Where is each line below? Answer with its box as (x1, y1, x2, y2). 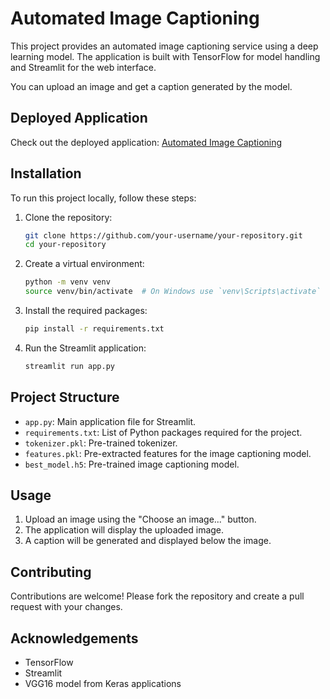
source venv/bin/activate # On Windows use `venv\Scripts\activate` (24, 287, 322, 297)
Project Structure (10, 389, 120, 406)
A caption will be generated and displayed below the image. (24, 535, 272, 547)
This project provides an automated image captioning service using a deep (10, 40, 319, 52)
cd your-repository (24, 240, 107, 250)
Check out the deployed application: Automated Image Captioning (10, 136, 283, 148)
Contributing (10, 563, 92, 581)
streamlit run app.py (24, 361, 115, 371)
